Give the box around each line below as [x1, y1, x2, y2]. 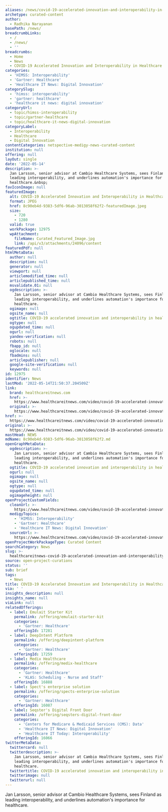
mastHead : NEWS [5, 432, 37, 437]
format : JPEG [9, 199, 37, 204]
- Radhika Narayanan [9, 21, 52, 27]
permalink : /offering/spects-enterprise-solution [14, 689, 120, 694]
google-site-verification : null [9, 362, 77, 367]
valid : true [9, 222, 35, 227]
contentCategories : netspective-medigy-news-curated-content [5, 143, 135, 148]
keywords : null [9, 367, 41, 372]
